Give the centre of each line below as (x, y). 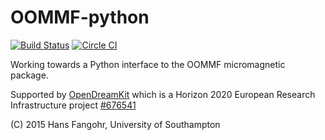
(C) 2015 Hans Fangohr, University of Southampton (115, 124)
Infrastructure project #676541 (73, 105)
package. (29, 75)
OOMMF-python (80, 17)
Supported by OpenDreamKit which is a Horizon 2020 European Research (163, 94)
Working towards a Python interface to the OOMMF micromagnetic (148, 64)
